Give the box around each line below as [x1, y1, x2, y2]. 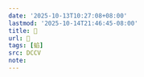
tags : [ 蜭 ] [8, 42, 44, 50]
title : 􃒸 [8, 26, 38, 34]
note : [8, 57, 27, 65]
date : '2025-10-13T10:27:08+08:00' [8, 11, 128, 20]
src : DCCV [8, 49, 42, 57]
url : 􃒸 [8, 34, 31, 43]
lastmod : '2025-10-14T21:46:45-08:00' [8, 19, 138, 27]
